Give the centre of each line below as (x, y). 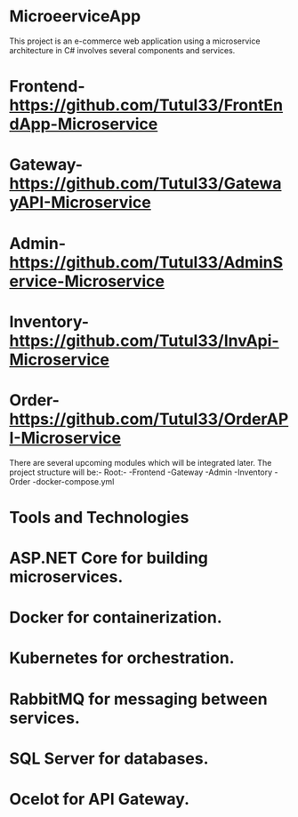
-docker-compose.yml (73, 481)
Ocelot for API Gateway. (99, 799)
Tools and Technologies (99, 517)
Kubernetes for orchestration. (122, 658)
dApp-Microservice (84, 124)
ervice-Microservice (87, 281)
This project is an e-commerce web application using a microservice (135, 41)
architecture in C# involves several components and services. (122, 50)
